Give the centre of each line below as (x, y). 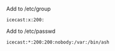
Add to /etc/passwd (31, 31)
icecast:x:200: (25, 20)
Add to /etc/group (29, 9)
